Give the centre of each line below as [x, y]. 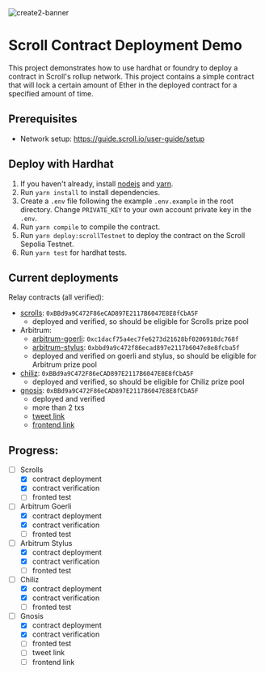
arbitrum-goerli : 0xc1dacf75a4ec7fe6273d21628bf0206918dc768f [135, 339]
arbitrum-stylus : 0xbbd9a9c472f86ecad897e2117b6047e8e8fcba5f [136, 347]
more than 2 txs [58, 407]
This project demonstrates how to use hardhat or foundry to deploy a [123, 67]
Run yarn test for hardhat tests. [74, 252]
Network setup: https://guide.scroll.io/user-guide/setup [112, 138]
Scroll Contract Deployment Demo [125, 46]
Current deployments [63, 277]
